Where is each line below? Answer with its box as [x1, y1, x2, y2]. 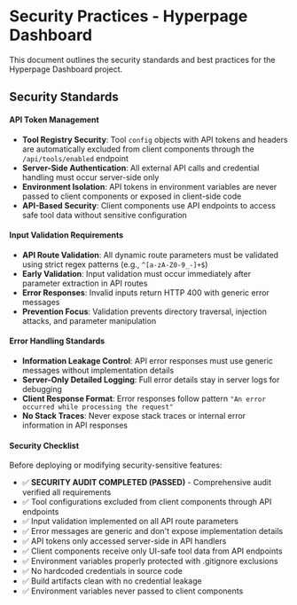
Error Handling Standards [9, 335, 106, 347]
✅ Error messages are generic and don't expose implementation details [21, 526, 284, 537]
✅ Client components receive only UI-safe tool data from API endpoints [21, 546, 283, 556]
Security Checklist [9, 440, 80, 451]
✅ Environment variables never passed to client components [21, 585, 244, 596]
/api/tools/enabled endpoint [21, 153, 129, 163]
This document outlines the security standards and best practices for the [9, 54, 276, 65]
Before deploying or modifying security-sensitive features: [9, 460, 223, 471]
